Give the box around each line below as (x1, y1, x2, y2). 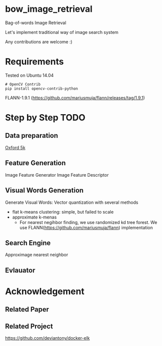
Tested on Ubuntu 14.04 (5, 72, 54, 78)
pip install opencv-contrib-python (5, 86, 78, 91)
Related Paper (5, 305, 49, 314)
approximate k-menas (12, 214, 57, 220)
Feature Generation (5, 159, 66, 167)
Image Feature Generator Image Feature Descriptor (5, 172, 109, 178)
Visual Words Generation (5, 186, 84, 195)
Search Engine (5, 239, 51, 247)
